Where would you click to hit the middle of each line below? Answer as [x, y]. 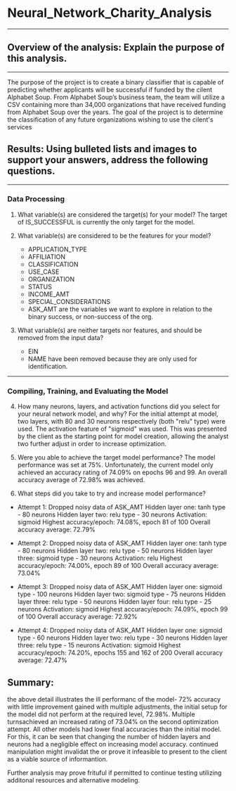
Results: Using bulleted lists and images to [102, 149]
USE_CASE [44, 272]
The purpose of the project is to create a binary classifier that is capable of [116, 82]
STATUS [40, 286]
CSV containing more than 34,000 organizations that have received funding [117, 104]
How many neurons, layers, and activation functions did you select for [119, 407]
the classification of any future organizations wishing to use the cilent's [110, 119]
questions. [31, 171]
